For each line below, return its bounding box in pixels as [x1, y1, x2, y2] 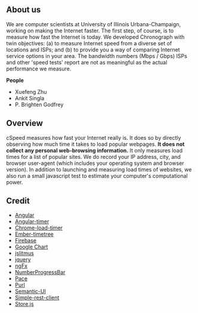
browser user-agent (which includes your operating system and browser [6, 159, 184, 167]
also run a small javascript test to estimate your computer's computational [6, 172, 188, 179]
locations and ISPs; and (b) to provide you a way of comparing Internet [6, 46, 180, 53]
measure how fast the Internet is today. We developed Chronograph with [6, 33, 185, 41]
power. [6, 179, 23, 186]
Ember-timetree [14, 231, 54, 238]
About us [6, 5, 41, 15]
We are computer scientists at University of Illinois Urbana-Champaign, [6, 20, 181, 27]
